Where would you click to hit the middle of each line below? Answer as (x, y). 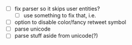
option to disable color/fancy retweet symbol (70, 22)
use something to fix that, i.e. (60, 16)
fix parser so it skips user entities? (57, 9)
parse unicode (32, 29)
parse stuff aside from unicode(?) (56, 36)
